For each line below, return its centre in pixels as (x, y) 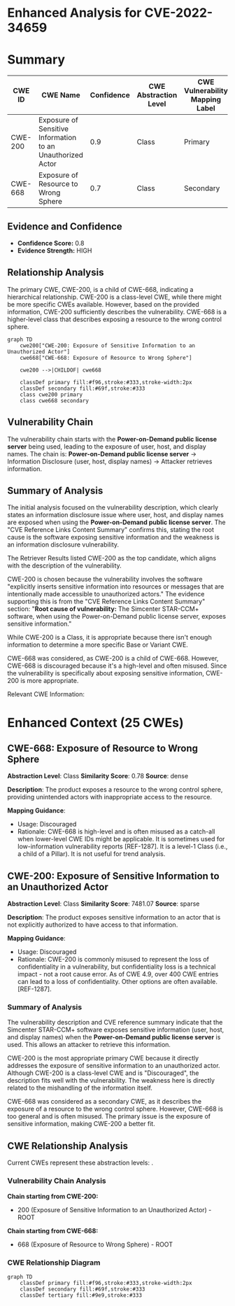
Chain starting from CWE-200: (53, 1196)
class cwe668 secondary (55, 400)
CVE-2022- (179, 13)
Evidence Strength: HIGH (55, 251)
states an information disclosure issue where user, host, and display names (115, 515)
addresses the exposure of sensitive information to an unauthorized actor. (114, 1066)
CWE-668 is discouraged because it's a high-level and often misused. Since (117, 666)
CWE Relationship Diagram (54, 1263)
